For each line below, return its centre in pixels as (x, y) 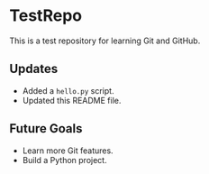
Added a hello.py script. (68, 90)
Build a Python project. (64, 160)
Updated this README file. (72, 100)
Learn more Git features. (68, 151)
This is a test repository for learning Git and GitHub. (105, 41)
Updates (34, 69)
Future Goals (46, 128)
